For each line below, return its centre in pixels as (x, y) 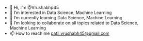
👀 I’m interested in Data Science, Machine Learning (61, 13)
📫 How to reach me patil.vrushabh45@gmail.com (60, 33)
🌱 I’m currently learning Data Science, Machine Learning (66, 18)
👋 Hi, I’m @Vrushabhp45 (34, 7)
